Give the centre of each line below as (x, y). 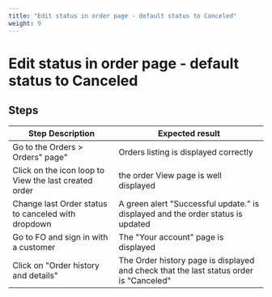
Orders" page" (40, 157)
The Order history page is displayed (187, 260)
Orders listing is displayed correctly (186, 152)
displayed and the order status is (181, 214)
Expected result (189, 133)
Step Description (62, 133)
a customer (34, 247)
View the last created (53, 180)
